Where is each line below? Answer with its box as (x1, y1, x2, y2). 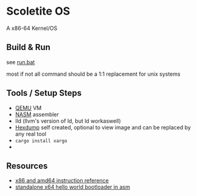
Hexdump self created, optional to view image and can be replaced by (15, 123, 192, 131)
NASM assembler (15, 111, 60, 118)
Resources (6, 161, 48, 171)
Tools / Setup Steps (6, 88, 82, 98)
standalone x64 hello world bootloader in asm (15, 183, 131, 191)
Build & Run (6, 42, 50, 53)
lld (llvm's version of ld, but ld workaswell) (15, 117, 122, 125)
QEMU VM (15, 104, 42, 111)
